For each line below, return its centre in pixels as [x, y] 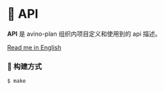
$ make [17, 81]
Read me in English [34, 47]
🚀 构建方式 [25, 66]
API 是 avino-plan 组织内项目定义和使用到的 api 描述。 [84, 34]
